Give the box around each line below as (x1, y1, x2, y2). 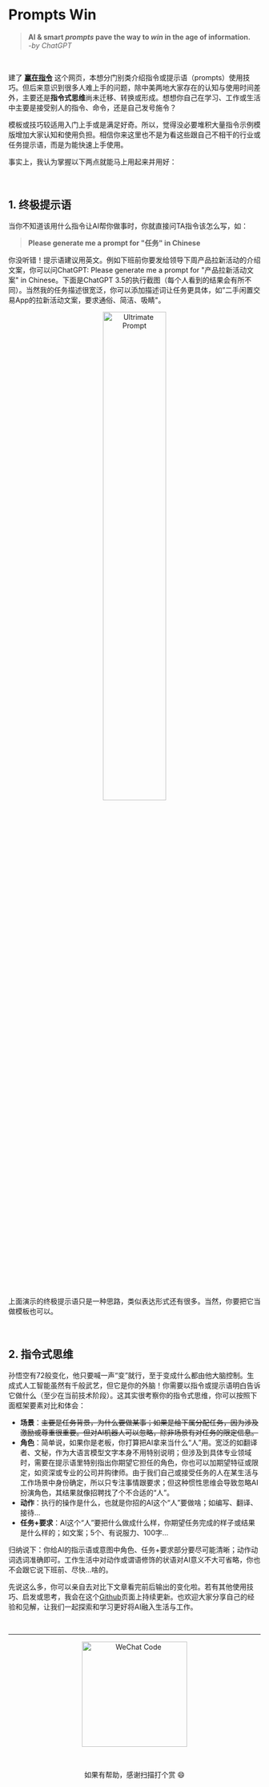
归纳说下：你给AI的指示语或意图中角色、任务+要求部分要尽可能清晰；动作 (8, 1545, 251, 1555)
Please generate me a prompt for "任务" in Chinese (27, 238, 201, 248)
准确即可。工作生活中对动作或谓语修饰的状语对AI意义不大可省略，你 (29, 1555, 254, 1564)
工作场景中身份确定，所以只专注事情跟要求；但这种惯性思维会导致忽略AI (19, 1478, 259, 1487)
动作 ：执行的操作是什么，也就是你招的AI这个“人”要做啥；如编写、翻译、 (19, 1498, 258, 1507)
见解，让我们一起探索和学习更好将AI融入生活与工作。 (22, 1602, 198, 1611)
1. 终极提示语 (8, 198, 72, 212)
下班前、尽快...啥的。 (42, 1565, 114, 1575)
